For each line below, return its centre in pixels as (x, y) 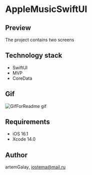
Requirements (27, 122)
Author (16, 155)
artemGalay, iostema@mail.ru (35, 167)
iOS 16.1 (20, 134)
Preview (18, 28)
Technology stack (34, 55)
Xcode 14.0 (24, 139)
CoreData (22, 78)
